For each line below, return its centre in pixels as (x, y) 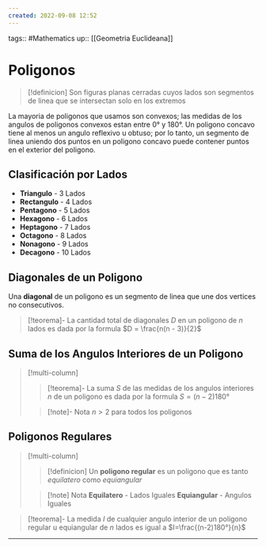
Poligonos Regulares (60, 437)
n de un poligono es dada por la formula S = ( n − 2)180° (138, 396)
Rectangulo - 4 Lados (56, 202)
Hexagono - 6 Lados (54, 219)
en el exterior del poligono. (52, 149)
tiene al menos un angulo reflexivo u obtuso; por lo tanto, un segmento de (129, 132)
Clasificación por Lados (68, 174)
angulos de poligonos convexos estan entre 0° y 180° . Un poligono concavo (131, 124)
